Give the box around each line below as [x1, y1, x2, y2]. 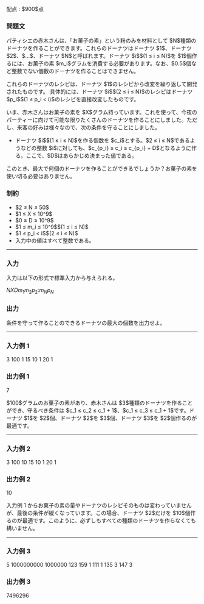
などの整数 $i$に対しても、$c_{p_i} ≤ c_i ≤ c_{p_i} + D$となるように [20, 144, 192, 152]
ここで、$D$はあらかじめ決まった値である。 [25, 152, 138, 160]
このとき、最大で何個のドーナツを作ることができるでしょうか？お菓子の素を [6, 165, 197, 172]
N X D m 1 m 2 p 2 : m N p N [6, 286, 54, 295]
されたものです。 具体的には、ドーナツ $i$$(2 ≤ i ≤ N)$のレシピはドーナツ [6, 88, 193, 96]
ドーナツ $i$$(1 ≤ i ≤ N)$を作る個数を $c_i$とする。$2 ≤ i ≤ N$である [15, 137, 190, 144]
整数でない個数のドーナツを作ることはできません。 [11, 68, 140, 75]
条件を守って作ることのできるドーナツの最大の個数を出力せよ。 [6, 319, 166, 326]
